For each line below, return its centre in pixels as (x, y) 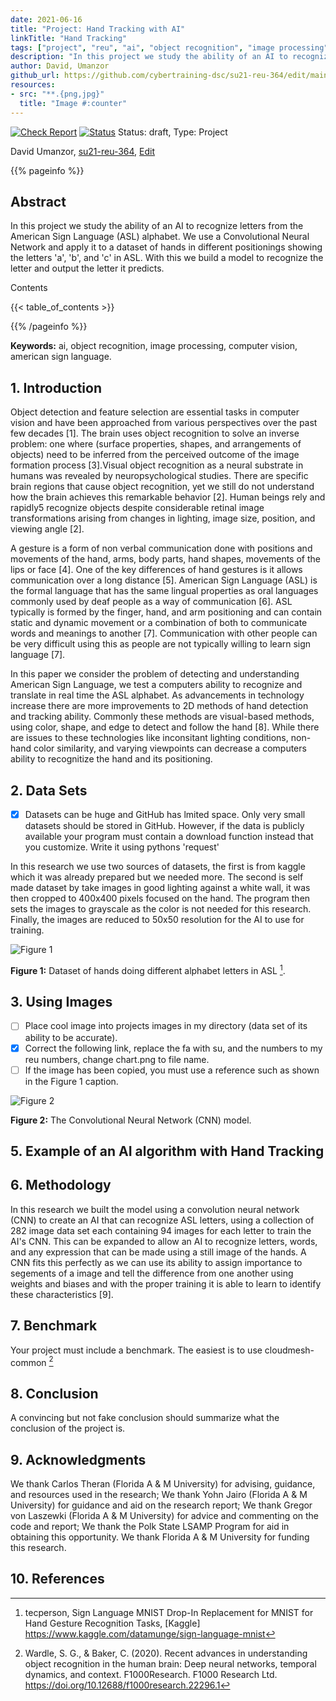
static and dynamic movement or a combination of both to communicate (159, 623)
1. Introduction (56, 387)
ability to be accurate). (71, 1037)
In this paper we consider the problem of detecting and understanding (155, 674)
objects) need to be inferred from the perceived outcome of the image (155, 455)
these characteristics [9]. (62, 1294)
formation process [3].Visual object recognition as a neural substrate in (157, 465)
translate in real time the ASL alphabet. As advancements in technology (157, 695)
